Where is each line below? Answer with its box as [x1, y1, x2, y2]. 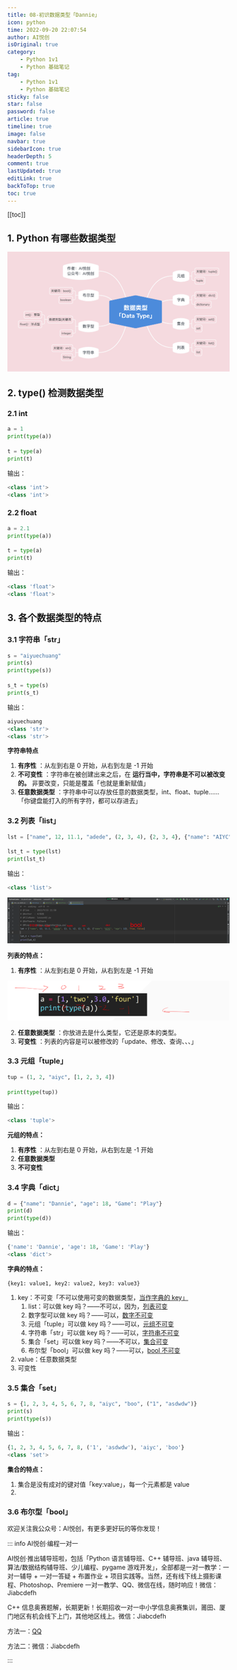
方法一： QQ [7, 1626, 42, 1635]
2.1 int [7, 408, 28, 418]
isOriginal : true [7, 41, 59, 49]
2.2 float [7, 508, 37, 518]
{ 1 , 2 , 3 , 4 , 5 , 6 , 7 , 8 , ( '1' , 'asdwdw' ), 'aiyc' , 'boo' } [7, 1444, 185, 1451]
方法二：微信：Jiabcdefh [7, 1642, 80, 1650]
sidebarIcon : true [7, 145, 61, 152]
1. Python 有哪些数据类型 [7, 233, 116, 245]
